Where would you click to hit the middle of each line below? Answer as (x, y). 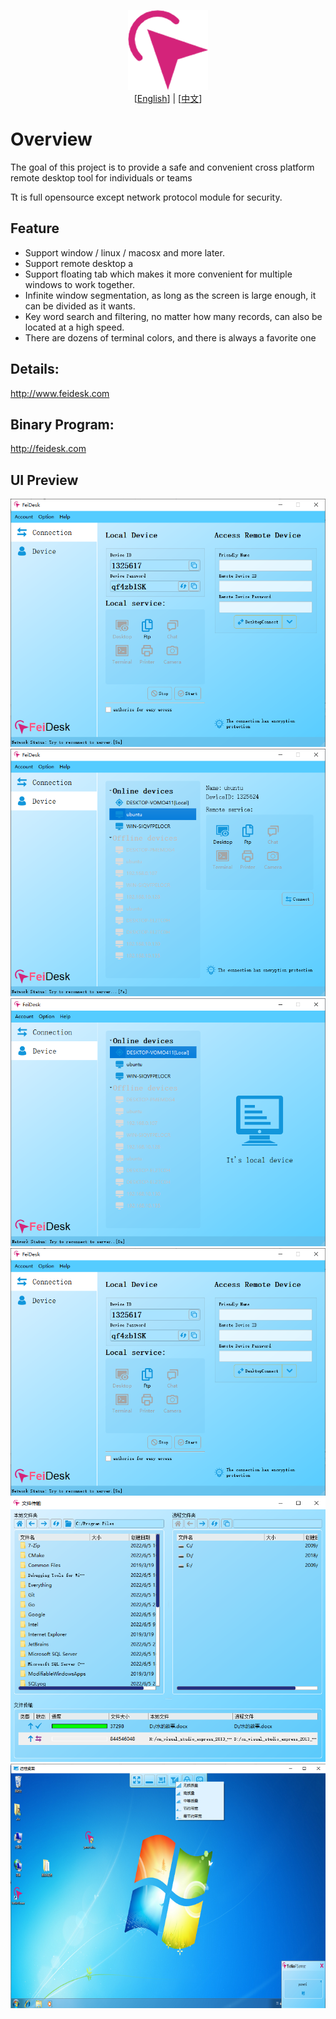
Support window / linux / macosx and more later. (124, 252)
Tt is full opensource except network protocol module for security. (146, 197)
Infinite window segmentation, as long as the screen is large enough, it (170, 295)
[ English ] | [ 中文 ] (168, 98)
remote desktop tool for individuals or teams (101, 177)
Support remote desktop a (79, 263)
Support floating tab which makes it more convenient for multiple (158, 274)
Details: (35, 369)
